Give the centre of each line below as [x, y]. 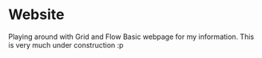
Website [36, 15]
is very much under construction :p [66, 44]
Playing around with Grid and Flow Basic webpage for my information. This [131, 37]
